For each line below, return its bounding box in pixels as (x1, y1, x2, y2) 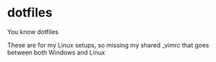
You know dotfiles (7, 28, 59, 36)
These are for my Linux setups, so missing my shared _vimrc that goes (7, 41, 209, 49)
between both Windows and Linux (7, 48, 106, 56)
